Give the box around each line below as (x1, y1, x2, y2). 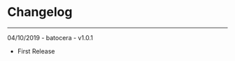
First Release (17, 46, 55, 55)
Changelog (7, 4, 73, 20)
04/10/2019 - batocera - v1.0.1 (7, 33, 93, 42)
